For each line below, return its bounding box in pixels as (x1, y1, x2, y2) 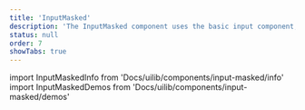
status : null (9, 30, 59, 39)
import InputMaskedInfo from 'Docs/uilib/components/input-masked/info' (9, 72, 284, 83)
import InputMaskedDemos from (9, 82, 132, 93)
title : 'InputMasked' (9, 13, 92, 23)
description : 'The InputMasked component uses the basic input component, (9, 22, 299, 31)
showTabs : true (9, 47, 67, 56)
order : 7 (9, 38, 43, 48)
